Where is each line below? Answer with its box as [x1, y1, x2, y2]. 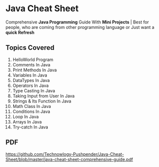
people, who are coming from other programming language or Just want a [5, 24, 155, 30]
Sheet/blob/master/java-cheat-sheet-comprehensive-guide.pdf [5, 156, 133, 162]
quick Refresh [5, 29, 35, 35]
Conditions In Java [12, 108, 50, 114]
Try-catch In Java [12, 124, 48, 130]
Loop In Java [12, 113, 39, 120]
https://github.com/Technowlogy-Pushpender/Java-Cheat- [5, 151, 124, 157]
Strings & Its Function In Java [12, 98, 72, 104]
